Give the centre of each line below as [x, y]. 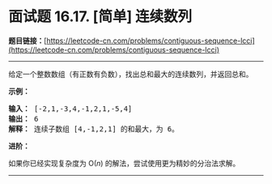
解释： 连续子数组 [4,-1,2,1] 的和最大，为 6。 [94, 129]
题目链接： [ [28, 41]
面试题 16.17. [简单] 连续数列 [100, 17]
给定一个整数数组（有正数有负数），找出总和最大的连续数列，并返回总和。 [131, 74]
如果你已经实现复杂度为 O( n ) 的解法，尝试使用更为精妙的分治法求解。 [124, 163]
